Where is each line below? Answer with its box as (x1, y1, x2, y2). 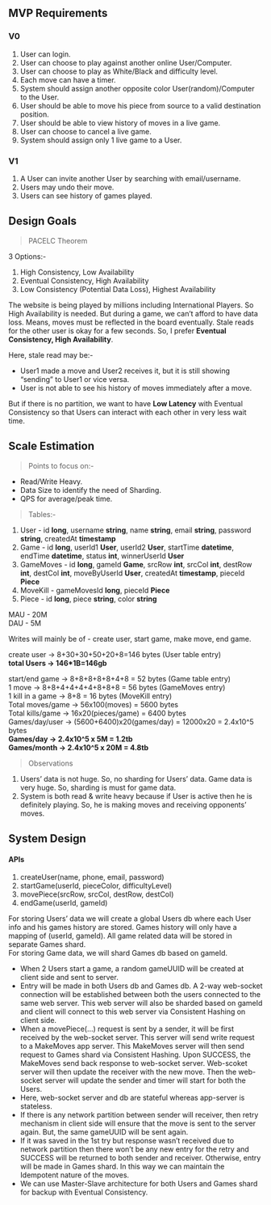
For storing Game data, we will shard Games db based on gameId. (8, 948, 228, 958)
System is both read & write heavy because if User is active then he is (19, 791, 252, 800)
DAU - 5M (8, 618, 42, 628)
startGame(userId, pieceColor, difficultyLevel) (19, 881, 173, 891)
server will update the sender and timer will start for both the (44, 1076, 246, 1085)
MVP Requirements (8, 6, 108, 20)
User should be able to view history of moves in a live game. (19, 117, 221, 128)
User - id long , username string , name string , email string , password (19, 525, 252, 535)
